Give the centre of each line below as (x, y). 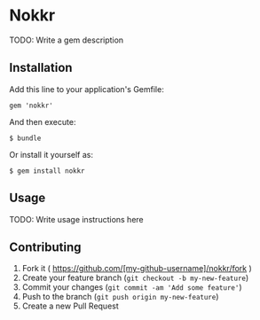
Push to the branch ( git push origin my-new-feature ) (120, 297)
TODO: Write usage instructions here (76, 219)
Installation (41, 68)
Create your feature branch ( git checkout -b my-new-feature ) (135, 278)
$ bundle (25, 138)
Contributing (45, 247)
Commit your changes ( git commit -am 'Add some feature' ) (132, 287)
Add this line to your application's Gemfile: (87, 89)
